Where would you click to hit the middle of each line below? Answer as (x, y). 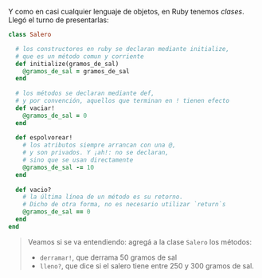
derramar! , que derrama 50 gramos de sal (108, 257)
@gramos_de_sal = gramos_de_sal (76, 71)
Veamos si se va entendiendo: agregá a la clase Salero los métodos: (140, 241)
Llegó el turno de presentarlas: (59, 20)
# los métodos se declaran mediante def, (85, 94)
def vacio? (33, 190)
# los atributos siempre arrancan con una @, (100, 145)
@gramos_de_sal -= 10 (58, 167)
